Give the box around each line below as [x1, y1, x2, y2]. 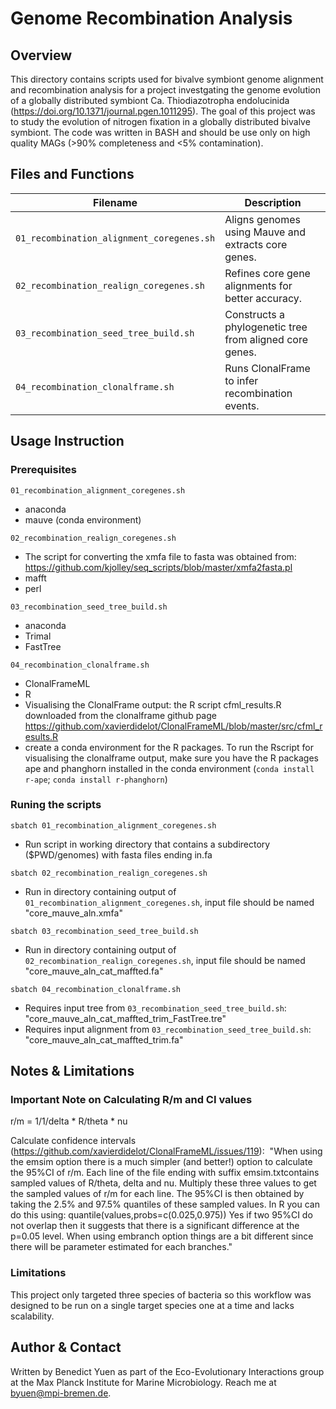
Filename [93, 195, 138, 209]
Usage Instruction [10, 433, 125, 450]
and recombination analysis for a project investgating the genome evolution [10, 84, 322, 96]
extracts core [224, 237, 288, 251]
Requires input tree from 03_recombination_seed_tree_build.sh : [24, 1002, 287, 1014]
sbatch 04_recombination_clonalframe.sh [10, 984, 182, 994]
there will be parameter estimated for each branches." [10, 1241, 233, 1253]
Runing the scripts [10, 798, 102, 812]
